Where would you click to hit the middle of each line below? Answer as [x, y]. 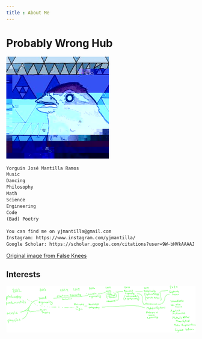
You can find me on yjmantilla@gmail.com [59, 231]
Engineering [21, 206]
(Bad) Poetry [23, 219]
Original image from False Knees [47, 255]
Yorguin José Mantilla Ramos [43, 168]
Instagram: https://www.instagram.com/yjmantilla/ [71, 238]
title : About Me [28, 13]
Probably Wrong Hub [60, 43]
